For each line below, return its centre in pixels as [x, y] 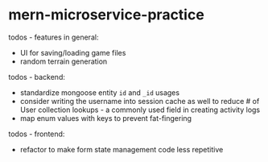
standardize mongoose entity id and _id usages [99, 92]
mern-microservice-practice [107, 15]
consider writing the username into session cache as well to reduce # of [140, 101]
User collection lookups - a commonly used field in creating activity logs [140, 110]
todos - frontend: [37, 134]
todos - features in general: [54, 37]
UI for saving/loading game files [73, 52]
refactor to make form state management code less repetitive [122, 149]
